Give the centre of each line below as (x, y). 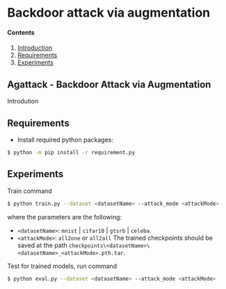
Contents (21, 32)
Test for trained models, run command (62, 266)
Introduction (35, 48)
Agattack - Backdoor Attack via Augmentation (109, 84)
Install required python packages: (65, 140)
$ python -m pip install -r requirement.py (71, 153)
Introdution (23, 101)
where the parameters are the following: (65, 217)
